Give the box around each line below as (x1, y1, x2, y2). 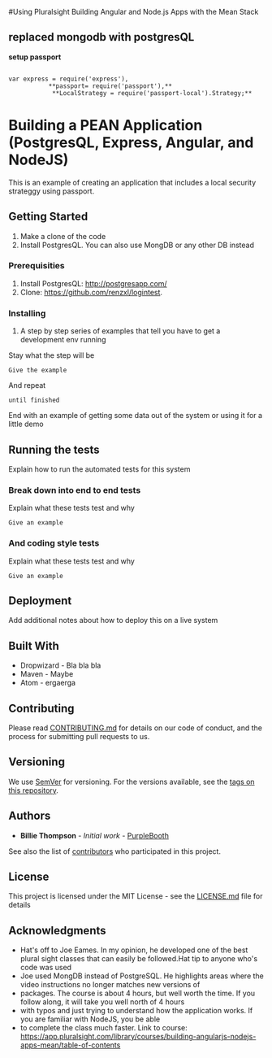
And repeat (8, 381, 46, 390)
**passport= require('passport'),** (48, 81, 173, 90)
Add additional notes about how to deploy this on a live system (8, 616, 218, 625)
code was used (19, 963, 71, 973)
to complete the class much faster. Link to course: (19, 1023, 188, 1033)
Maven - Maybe (19, 669, 74, 679)
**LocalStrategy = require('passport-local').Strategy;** (51, 89, 253, 97)
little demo (8, 419, 44, 429)
